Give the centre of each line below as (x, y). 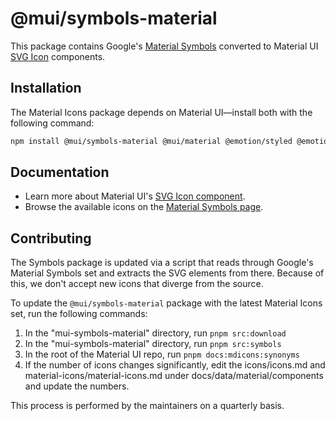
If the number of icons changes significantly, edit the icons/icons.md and (175, 365)
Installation (46, 88)
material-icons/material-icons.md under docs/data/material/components (174, 376)
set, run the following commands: (79, 314)
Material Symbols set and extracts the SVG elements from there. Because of (167, 273)
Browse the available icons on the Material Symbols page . (144, 207)
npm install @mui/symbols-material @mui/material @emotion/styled (151, 141)
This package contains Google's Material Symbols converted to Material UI (164, 46)
